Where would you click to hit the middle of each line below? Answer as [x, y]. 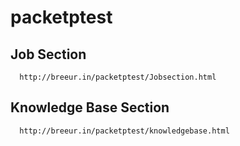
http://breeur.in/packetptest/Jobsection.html [118, 77]
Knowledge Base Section [90, 107]
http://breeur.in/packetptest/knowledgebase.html [124, 131]
